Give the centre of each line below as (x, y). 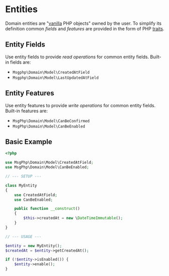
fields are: (20, 62)
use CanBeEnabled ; (34, 200)
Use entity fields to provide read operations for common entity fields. (77, 57)
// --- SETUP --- (23, 176)
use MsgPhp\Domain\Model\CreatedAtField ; (49, 163)
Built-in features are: (26, 111)
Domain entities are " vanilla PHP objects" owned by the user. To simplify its (83, 23)
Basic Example (29, 142)
